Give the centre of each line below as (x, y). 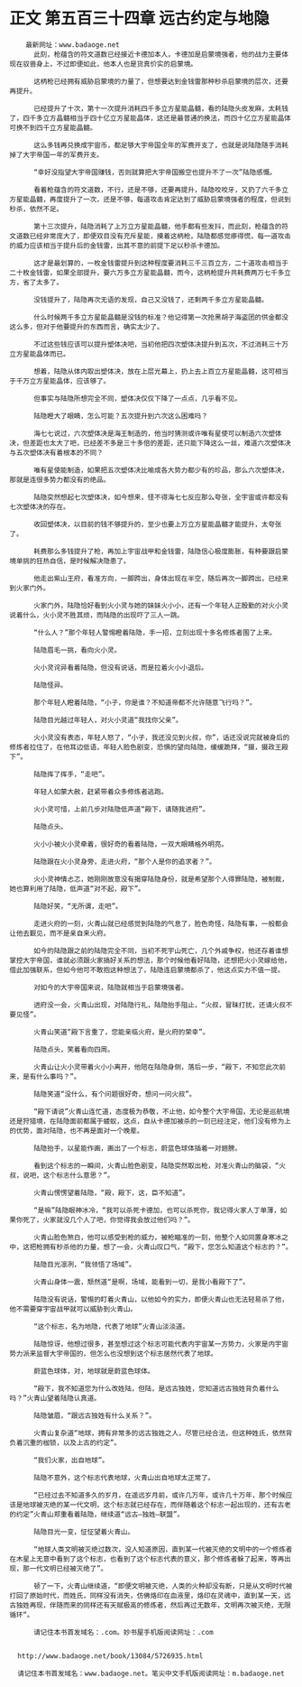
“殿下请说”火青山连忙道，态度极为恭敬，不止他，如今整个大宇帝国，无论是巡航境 (161, 1111)
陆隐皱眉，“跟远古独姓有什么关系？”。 (94, 1415)
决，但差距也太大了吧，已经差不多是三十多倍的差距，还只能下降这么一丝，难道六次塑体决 (150, 443)
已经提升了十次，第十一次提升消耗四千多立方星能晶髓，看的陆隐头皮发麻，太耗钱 (160, 108)
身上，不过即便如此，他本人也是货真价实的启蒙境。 (116, 64)
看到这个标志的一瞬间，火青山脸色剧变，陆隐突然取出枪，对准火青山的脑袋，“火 (160, 1165)
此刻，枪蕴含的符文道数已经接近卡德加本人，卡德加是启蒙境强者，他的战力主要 (157, 54)
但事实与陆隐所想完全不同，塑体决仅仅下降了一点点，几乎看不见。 (137, 398)
